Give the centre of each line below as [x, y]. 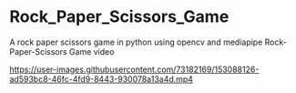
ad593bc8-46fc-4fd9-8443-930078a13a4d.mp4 [102, 78]
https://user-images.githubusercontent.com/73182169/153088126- [134, 69]
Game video [92, 51]
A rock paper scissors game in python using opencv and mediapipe [136, 42]
